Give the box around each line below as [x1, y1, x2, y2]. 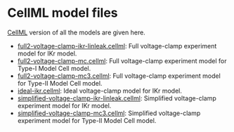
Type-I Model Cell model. [17, 64, 91, 72]
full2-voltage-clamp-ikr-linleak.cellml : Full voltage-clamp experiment [17, 41, 217, 50]
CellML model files [7, 5, 118, 21]
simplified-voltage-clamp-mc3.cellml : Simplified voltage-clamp [17, 109, 201, 117]
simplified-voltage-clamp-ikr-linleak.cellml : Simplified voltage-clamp [17, 93, 216, 103]
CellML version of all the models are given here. [7, 28, 145, 37]
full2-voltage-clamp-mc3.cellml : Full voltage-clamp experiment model [17, 72, 221, 80]
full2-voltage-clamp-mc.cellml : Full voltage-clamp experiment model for [17, 56, 227, 65]
